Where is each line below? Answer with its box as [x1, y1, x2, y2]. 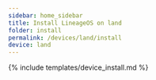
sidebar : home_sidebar [8, 11, 83, 20]
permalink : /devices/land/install [8, 33, 123, 42]
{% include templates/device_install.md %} [8, 63, 149, 72]
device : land [8, 41, 51, 49]
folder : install [8, 26, 62, 34]
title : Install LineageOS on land [8, 19, 123, 27]
